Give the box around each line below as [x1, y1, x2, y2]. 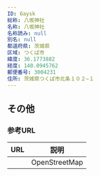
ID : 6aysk [7, 10, 36, 17]
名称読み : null [7, 29, 47, 37]
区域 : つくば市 [7, 50, 45, 57]
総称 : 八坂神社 [7, 17, 45, 24]
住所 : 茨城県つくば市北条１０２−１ [7, 75, 94, 82]
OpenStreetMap [31, 158, 83, 168]
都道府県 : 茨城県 [7, 43, 50, 50]
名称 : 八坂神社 [7, 23, 45, 30]
